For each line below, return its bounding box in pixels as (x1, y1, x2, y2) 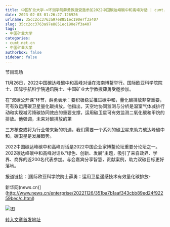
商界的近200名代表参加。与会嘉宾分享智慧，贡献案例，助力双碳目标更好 (14, 157, 164, 163)
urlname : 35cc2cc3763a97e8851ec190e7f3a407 (5, 17, 99, 22)
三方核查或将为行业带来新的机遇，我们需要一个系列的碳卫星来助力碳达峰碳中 (5, 127, 165, 133)
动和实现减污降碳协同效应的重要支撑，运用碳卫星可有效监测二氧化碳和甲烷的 (5, 109, 165, 116)
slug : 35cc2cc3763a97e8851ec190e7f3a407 (5, 21, 92, 27)
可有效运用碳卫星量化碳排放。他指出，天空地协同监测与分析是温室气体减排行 (5, 103, 165, 109)
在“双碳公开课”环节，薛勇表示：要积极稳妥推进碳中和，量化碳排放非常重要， (5, 97, 164, 103)
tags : (5, 26, 17, 31)
